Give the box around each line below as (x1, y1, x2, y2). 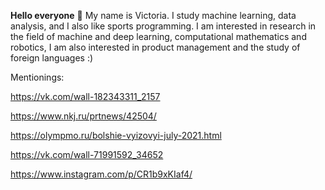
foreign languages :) (10, 52, 94, 64)
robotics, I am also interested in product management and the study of (10, 41, 301, 53)
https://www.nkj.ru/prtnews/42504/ (10, 110, 157, 122)
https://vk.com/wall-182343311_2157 (10, 91, 161, 102)
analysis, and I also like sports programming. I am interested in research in (10, 20, 317, 32)
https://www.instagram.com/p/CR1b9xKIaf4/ (10, 168, 193, 180)
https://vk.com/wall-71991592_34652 (10, 149, 164, 160)
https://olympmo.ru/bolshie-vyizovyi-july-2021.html (10, 130, 222, 141)
